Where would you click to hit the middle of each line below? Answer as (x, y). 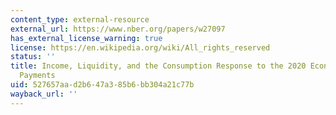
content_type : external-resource (80, 19)
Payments (37, 76)
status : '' (33, 57)
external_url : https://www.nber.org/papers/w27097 (118, 29)
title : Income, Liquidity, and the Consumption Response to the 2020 (158, 66)
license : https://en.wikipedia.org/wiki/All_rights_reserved (140, 47)
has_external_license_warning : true (86, 38)
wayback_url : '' (44, 94)
